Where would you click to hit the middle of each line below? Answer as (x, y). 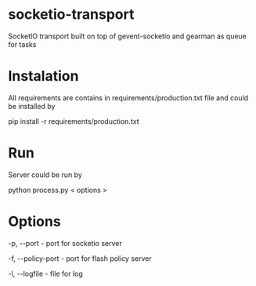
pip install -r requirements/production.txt (74, 121)
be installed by (32, 106)
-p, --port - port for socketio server (65, 243)
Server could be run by (45, 175)
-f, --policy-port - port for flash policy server (80, 258)
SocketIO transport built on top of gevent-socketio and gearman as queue (127, 36)
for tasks (22, 44)
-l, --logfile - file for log (46, 273)
